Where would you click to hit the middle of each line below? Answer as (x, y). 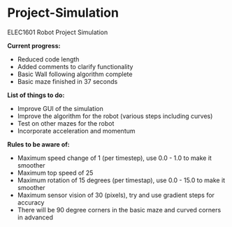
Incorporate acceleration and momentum (76, 131)
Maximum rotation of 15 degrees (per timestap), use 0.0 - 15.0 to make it (121, 180)
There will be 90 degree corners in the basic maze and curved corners (119, 210)
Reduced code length (48, 59)
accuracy (31, 202)
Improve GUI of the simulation (60, 108)
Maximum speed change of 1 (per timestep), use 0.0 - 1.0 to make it (114, 158)
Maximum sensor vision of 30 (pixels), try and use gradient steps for (116, 195)
